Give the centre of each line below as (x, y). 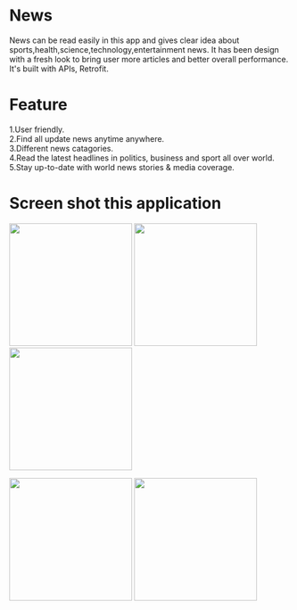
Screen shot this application (115, 204)
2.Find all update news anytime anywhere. (87, 138)
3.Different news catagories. (62, 148)
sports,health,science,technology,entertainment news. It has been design (144, 49)
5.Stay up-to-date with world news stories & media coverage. (122, 167)
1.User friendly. (37, 129)
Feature (38, 105)
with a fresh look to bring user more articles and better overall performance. (149, 59)
